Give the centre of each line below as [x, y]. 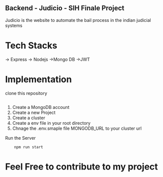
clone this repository [26, 93]
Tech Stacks [31, 45]
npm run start [29, 147]
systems [14, 25]
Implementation [39, 79]
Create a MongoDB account [41, 107]
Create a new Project [34, 112]
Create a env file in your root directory [51, 123]
